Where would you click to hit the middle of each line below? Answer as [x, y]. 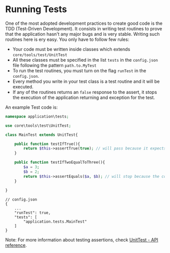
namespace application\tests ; [37, 116]
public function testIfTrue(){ [47, 144]
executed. [23, 86]
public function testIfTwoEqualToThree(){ [60, 163]
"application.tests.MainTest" [55, 222]
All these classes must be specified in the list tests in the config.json [85, 60]
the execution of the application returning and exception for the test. [84, 97]
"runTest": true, [33, 213]
